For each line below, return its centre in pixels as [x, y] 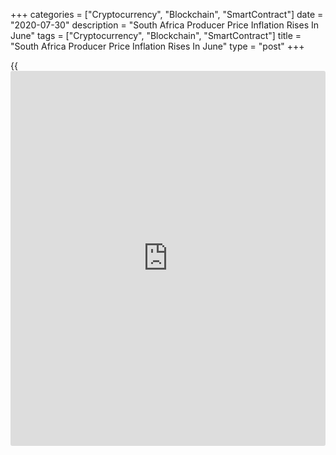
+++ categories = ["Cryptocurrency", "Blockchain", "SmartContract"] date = [167, 14]
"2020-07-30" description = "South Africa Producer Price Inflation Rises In [164, 25]
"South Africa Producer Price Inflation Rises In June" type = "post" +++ [157, 46]
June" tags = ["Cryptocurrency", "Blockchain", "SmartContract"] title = [156, 35]
